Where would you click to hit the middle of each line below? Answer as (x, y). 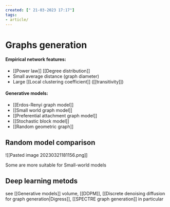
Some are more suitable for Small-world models (56, 165)
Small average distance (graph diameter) (56, 76)
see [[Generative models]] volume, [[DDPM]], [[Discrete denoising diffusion (85, 193)
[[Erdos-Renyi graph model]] (43, 105)
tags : (11, 15)
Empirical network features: (36, 59)
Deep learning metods (42, 181)
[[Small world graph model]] (43, 110)
